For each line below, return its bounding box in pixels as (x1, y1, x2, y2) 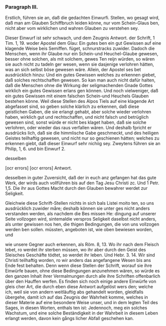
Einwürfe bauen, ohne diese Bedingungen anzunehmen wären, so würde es (5, 268, 160, 274)
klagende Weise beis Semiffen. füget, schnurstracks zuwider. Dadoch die (5, 46, 155, 52)
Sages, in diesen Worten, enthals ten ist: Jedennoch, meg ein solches (5, 305, 148, 311)
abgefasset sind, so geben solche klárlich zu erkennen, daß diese (5, 103, 140, 110)
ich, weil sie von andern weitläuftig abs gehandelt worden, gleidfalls (5, 289, 144, 295)
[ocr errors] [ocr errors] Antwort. (5, 165, 72, 171)
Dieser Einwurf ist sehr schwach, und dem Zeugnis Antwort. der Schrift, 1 (5, 35, 155, 41)
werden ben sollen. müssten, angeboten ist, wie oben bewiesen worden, (5, 227, 153, 233)
